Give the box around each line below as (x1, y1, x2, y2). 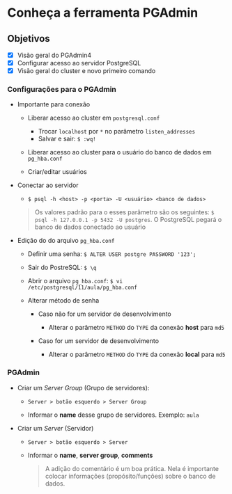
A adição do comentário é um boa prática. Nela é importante (45, 464, 219, 472)
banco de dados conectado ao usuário (34, 223, 146, 231)
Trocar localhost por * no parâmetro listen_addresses (38, 127, 196, 136)
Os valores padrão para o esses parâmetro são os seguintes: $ (34, 208, 215, 216)
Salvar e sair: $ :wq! (38, 134, 96, 143)
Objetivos (7, 33, 50, 45)
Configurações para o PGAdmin (7, 85, 117, 95)
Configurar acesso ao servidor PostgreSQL (17, 59, 141, 67)
